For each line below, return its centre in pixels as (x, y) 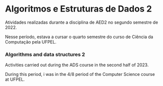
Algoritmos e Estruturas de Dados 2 (79, 9)
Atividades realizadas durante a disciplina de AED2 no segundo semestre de (81, 22)
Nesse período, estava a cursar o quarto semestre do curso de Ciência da (79, 37)
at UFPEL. (15, 79)
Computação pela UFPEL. (31, 42)
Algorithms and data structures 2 (45, 54)
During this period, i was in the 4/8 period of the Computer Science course (80, 74)
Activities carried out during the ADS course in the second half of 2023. (77, 65)
